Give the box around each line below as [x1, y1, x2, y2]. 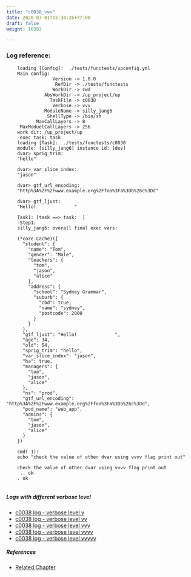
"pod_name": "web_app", [22, 406, 83, 412]
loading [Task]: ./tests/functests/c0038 [17, 139, 126, 146]
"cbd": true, [38, 299, 72, 306]
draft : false [6, 20, 39, 26]
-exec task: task [17, 135, 61, 141]
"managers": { [22, 363, 59, 369]
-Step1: [17, 220, 36, 226]
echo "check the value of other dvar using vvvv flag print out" [17, 454, 186, 460]
